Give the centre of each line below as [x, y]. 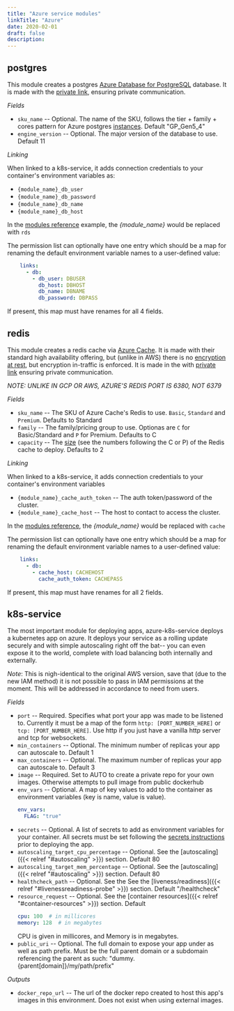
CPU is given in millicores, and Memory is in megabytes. [98, 936]
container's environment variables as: [61, 175]
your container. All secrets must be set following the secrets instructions [121, 837]
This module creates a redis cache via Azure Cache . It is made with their [111, 350]
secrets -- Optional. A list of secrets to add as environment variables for [120, 830]
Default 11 [31, 141]
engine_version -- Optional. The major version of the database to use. [117, 134]
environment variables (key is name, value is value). [92, 797]
